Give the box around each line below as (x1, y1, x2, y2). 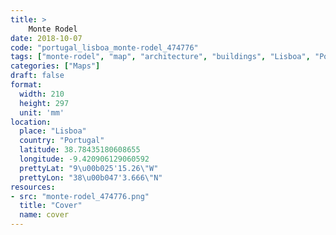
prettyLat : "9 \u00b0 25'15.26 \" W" (19, 163, 159, 173)
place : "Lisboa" (19, 126, 87, 136)
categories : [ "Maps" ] (10, 61, 101, 71)
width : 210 (19, 89, 65, 99)
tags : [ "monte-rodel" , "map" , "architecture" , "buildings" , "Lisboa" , (10, 52, 311, 62)
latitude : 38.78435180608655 (19, 145, 141, 155)
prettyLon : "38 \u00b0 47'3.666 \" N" (19, 172, 163, 183)
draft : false (10, 71, 65, 81)
